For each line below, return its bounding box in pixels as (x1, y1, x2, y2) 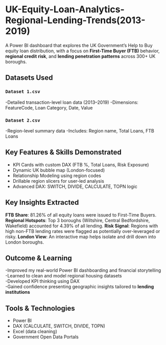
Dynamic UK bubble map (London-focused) (12, 167, 105, 173)
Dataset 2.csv (5, 117, 40, 123)
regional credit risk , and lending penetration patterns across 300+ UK (5, 53, 156, 59)
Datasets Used (5, 73, 53, 82)
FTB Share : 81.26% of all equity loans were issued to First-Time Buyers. (5, 211, 157, 218)
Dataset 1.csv (5, 89, 40, 95)
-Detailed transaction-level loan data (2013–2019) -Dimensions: (5, 99, 139, 105)
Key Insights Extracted (5, 198, 79, 207)
